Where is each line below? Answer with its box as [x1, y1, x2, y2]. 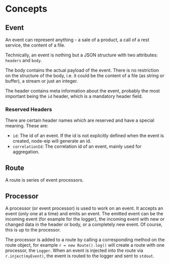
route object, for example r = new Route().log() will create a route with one [5, 242, 165, 248]
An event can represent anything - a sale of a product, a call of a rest [5, 37, 150, 43]
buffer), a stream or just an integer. [5, 78, 78, 84]
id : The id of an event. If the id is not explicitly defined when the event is [12, 133, 164, 139]
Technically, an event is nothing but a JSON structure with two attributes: [5, 52, 158, 58]
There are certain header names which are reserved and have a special [5, 117, 155, 123]
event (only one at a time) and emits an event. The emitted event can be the [5, 210, 163, 216]
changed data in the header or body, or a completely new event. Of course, [5, 221, 163, 227]
